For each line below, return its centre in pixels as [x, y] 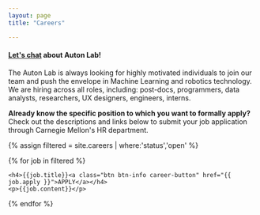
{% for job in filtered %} [47, 160]
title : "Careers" [37, 23]
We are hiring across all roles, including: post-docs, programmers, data [124, 89]
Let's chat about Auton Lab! [55, 55]
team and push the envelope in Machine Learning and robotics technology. [130, 81]
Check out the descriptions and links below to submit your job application [128, 121]
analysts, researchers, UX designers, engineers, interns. [100, 98]
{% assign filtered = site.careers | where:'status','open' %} [104, 145]
